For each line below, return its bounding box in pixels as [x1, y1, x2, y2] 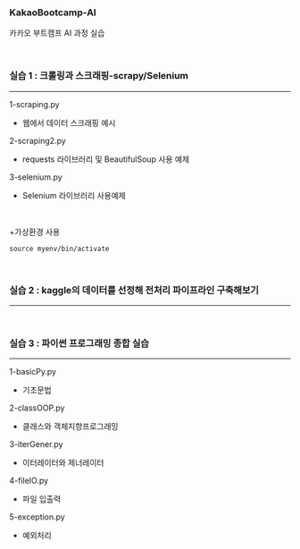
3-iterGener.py [9, 439, 63, 450]
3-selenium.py [9, 172, 62, 182]
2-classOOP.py [9, 402, 65, 413]
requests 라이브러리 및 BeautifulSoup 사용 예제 [21, 154, 190, 165]
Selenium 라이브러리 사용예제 [21, 190, 127, 200]
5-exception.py [9, 511, 65, 522]
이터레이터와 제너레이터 [21, 458, 104, 469]
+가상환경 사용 [9, 226, 61, 237]
